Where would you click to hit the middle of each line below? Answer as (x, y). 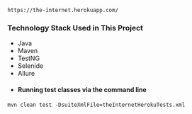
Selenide (30, 66)
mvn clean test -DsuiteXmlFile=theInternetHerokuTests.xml (96, 105)
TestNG (29, 58)
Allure (26, 74)
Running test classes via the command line (82, 89)
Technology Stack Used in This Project (75, 28)
